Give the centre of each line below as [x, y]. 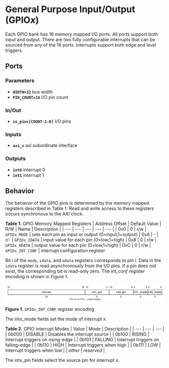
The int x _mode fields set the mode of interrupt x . [56, 319]
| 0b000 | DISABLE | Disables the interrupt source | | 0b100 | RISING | [77, 334]
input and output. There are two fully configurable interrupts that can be [80, 40]
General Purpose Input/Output [70, 9]
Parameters [20, 81]
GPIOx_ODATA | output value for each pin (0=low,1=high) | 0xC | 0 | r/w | [78, 245]
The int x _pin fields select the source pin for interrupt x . [62, 360]
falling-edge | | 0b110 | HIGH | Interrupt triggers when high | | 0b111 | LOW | [83, 345]
